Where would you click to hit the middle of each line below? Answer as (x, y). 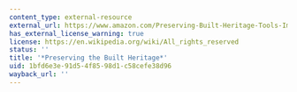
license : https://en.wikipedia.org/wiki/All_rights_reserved (124, 42)
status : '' (29, 50)
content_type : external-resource (71, 17)
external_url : (35, 25)
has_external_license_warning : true (76, 33)
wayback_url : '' (39, 74)
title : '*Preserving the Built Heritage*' (88, 58)
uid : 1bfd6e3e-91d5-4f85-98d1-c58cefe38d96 (91, 67)
